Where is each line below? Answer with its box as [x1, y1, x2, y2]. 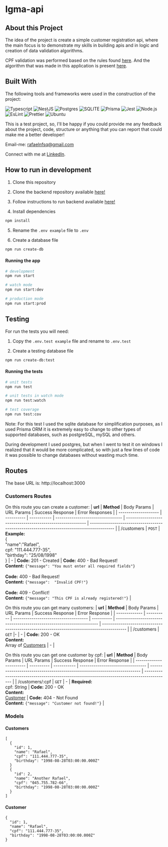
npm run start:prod [5, 301, 46, 306]
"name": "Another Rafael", [14, 776, 71, 781]
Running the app [5, 257, 41, 263]
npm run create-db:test [5, 358, 55, 363]
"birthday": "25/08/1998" [5, 552, 57, 558]
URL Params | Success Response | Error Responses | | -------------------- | [5, 510, 162, 516]
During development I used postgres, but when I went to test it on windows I [5, 441, 163, 447]
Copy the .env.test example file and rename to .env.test [12, 338, 131, 344]
